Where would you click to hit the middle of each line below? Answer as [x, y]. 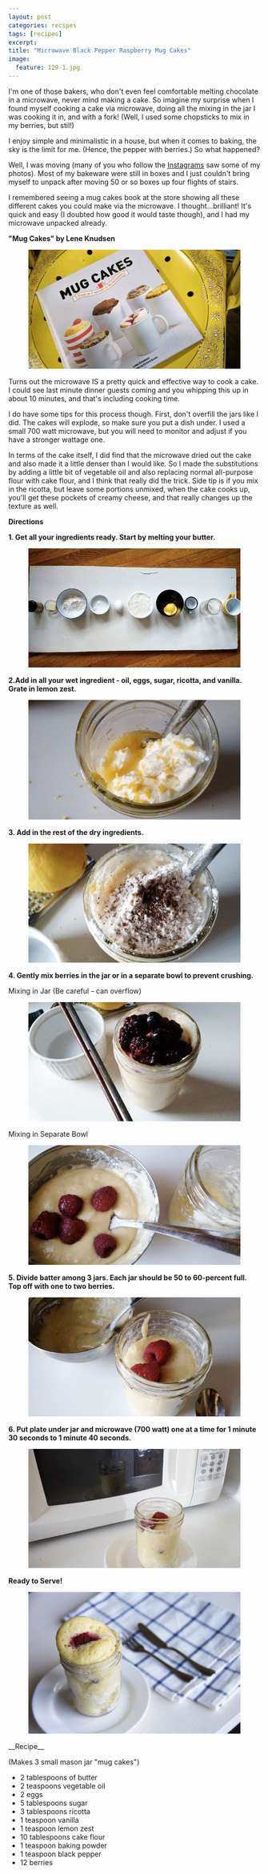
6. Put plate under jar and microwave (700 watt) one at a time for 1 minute [132, 1430]
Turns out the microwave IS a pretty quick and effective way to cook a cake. [134, 382]
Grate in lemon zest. [42, 689]
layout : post [30, 17]
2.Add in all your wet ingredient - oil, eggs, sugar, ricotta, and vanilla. [125, 680]
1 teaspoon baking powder [64, 1846]
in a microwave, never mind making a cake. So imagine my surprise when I [131, 99]
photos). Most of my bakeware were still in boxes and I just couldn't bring [129, 173]
